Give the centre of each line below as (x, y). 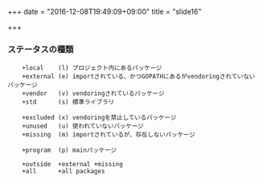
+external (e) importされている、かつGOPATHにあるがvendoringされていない (139, 77)
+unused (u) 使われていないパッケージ (83, 126)
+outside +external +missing (73, 165)
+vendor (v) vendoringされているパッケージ (93, 94)
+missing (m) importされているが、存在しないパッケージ (109, 135)
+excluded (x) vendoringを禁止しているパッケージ (99, 118)
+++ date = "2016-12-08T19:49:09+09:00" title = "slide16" (105, 12)
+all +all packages (64, 172)
